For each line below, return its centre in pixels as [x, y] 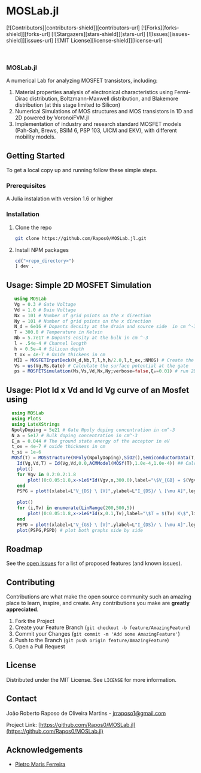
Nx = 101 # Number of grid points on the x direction [83, 315]
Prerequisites [26, 185]
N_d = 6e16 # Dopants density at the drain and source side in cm [100, 327]
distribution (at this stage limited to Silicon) [68, 105]
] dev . [24, 266]
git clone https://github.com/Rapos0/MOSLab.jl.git [80, 238]
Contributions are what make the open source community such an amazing [99, 597]
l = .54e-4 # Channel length [50, 344]
